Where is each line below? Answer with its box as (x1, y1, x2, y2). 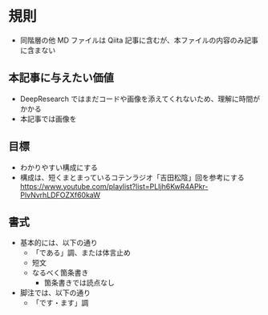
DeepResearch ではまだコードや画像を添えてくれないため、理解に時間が (19, 94, 261, 103)
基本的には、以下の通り (19, 238, 98, 248)
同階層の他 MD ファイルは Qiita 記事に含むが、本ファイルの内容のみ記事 (19, 35, 259, 45)
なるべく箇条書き (31, 268, 89, 277)
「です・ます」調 (31, 298, 89, 308)
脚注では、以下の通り (19, 288, 91, 297)
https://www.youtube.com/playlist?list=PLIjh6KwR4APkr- (19, 181, 209, 191)
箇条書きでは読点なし (43, 278, 115, 288)
